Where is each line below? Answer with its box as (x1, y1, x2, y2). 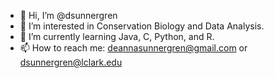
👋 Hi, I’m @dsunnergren (19, 10, 118, 21)
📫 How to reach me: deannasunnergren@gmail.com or (19, 42, 248, 54)
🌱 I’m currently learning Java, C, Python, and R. (19, 31, 215, 42)
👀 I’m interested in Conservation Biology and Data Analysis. (19, 20, 265, 32)
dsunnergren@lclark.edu (19, 56, 123, 68)
